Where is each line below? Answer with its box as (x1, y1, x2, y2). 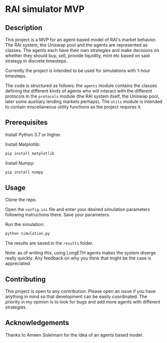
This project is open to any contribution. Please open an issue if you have (5, 288, 156, 294)
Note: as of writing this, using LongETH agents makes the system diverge (5, 250, 156, 256)
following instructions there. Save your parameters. (5, 211, 111, 218)
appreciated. (5, 260, 31, 266)
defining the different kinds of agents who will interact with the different (5, 88, 153, 93)
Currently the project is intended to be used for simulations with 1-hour (5, 67, 151, 73)
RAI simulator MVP (5, 3, 85, 15)
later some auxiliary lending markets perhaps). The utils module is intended (5, 98, 163, 104)
